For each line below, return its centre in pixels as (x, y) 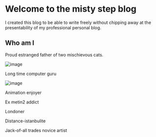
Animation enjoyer (23, 92)
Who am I (20, 43)
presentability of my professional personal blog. (53, 27)
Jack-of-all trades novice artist (36, 130)
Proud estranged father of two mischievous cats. (54, 55)
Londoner (15, 111)
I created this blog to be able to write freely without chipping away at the (78, 22)
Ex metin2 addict (22, 102)
